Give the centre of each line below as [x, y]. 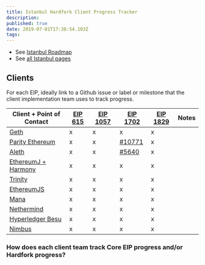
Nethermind [27, 209]
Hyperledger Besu [36, 219]
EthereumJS [27, 189]
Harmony [23, 169]
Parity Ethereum [33, 142]
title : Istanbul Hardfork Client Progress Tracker [72, 12]
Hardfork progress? [36, 255]
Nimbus [20, 228]
